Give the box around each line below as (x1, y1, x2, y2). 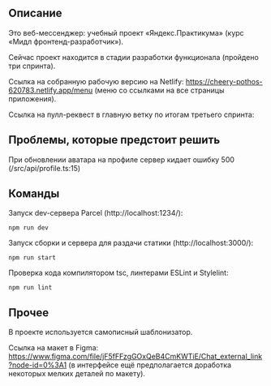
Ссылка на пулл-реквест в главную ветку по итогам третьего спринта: (8, 109, 255, 119)
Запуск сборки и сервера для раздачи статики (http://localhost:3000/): (8, 238, 254, 248)
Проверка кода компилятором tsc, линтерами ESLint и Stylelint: (8, 268, 229, 278)
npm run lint (8, 284, 53, 292)
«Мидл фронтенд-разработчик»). (8, 36, 124, 46)
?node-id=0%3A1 (8, 360, 67, 370)
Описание (8, 6, 62, 20)
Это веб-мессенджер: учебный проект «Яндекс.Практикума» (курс (8, 28, 245, 37)
